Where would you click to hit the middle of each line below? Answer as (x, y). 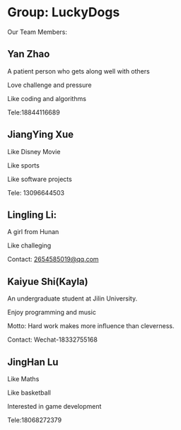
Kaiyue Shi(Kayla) (48, 281)
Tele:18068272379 (35, 420)
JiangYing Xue (41, 135)
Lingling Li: (32, 215)
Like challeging (29, 245)
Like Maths (23, 379)
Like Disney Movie (34, 151)
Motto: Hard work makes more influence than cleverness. (91, 326)
